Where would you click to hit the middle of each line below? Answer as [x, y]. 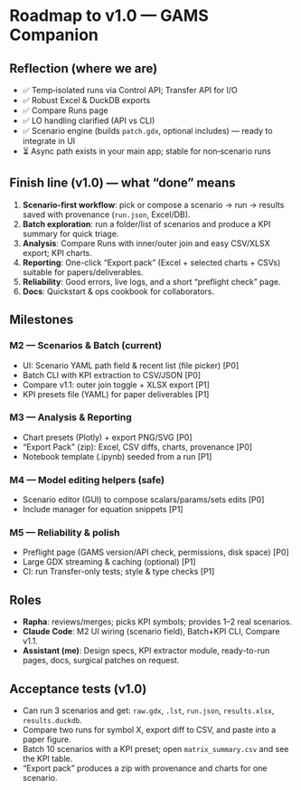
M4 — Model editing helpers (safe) [87, 480]
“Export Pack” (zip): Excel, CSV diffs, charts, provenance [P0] [137, 447]
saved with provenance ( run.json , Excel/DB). [106, 214]
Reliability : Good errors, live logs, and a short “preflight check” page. [151, 281]
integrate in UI [49, 141]
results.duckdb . [52, 720]
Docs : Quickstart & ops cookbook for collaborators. [118, 291]
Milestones [42, 320]
